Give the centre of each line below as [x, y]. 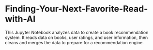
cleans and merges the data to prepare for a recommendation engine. [75, 42]
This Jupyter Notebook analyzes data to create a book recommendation [77, 32]
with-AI [20, 19]
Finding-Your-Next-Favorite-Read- [76, 9]
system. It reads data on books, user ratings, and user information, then [76, 37]
